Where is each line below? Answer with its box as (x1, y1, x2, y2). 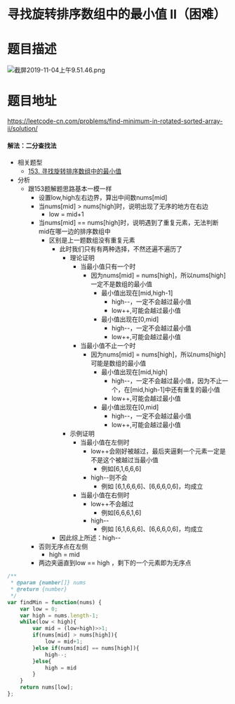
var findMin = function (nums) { (7, 599, 102, 606)
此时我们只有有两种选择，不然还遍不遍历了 (59, 245, 182, 253)
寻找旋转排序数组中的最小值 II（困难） (7, 6, 227, 23)
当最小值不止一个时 (80, 342, 136, 350)
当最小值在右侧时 (80, 491, 130, 499)
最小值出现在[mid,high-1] (101, 289, 173, 297)
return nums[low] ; (20, 684, 74, 691)
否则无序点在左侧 (38, 542, 88, 551)
